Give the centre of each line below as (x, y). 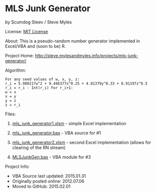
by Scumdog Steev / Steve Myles (38, 22)
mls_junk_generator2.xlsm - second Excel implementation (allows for (82, 142)
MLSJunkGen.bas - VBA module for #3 (52, 157)
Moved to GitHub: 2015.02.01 (41, 186)
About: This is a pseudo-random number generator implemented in (73, 41)
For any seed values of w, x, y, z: (42, 79)
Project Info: (17, 166)
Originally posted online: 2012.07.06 (48, 181)
